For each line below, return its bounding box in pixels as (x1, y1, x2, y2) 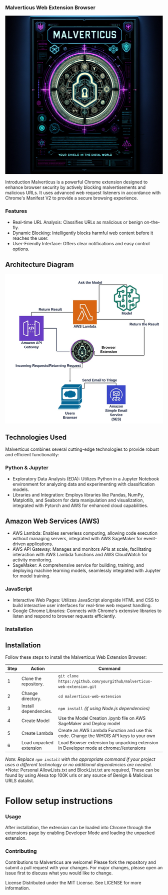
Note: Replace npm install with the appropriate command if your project (5, 756, 156, 762)
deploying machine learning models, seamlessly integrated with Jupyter (12, 567, 161, 574)
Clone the (21, 675, 41, 681)
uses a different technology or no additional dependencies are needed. (5, 761, 152, 767)
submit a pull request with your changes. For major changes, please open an (5, 864, 163, 870)
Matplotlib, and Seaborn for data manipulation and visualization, (12, 497, 144, 503)
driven (12, 541, 26, 547)
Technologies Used (5, 433, 66, 441)
